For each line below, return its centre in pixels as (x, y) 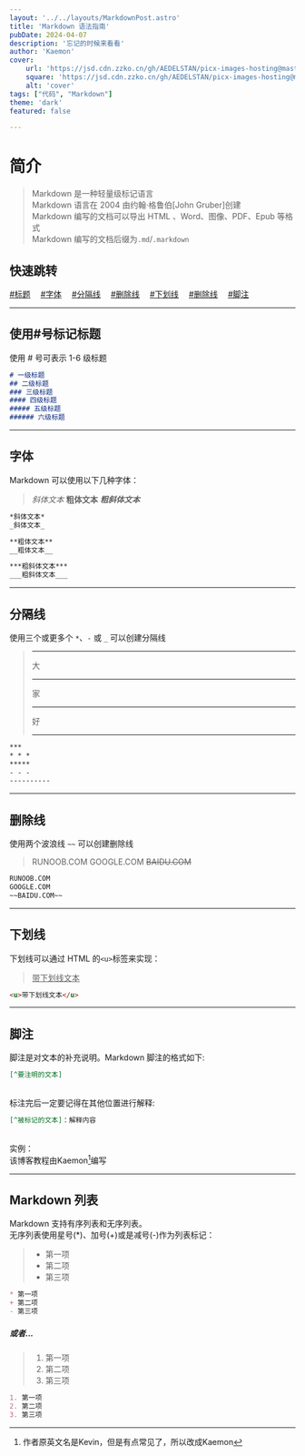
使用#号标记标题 (55, 334)
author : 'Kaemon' (42, 52)
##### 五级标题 (35, 409)
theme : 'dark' (36, 102)
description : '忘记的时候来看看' (67, 43)
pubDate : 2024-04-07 (49, 35)
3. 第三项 (26, 1415)
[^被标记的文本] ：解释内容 (53, 1120)
